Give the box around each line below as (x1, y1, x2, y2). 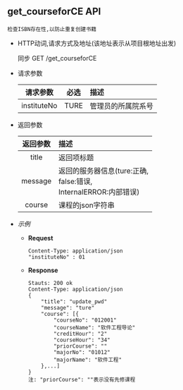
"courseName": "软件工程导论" (53, 324, 136, 331)
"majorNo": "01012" (53, 348, 111, 355)
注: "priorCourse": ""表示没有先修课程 (27, 376, 136, 383)
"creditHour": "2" (53, 330, 108, 337)
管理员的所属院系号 (89, 101, 153, 111)
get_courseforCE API (7, 6, 101, 18)
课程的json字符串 (58, 200, 115, 210)
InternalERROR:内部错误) (58, 187, 140, 197)
